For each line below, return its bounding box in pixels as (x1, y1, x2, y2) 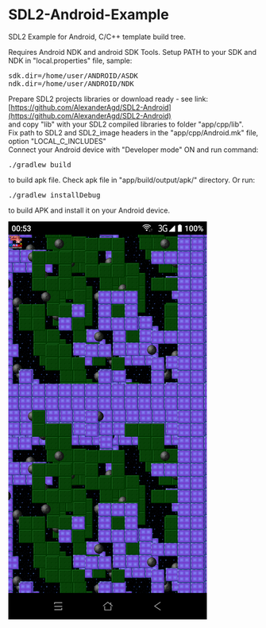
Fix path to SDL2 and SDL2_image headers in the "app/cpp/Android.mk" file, (8, 127, 259, 137)
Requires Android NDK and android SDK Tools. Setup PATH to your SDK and (8, 47, 256, 57)
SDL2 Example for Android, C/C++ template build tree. (8, 32, 187, 41)
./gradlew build (8, 160, 71, 169)
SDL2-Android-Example (8, 6, 169, 24)
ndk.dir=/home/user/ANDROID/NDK (8, 79, 134, 88)
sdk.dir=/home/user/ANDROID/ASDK (8, 71, 139, 80)
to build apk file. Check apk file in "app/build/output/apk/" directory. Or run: (8, 175, 256, 185)
